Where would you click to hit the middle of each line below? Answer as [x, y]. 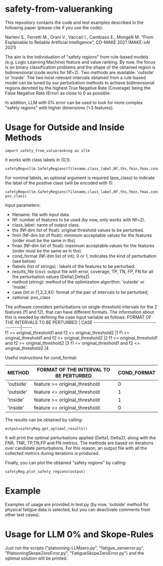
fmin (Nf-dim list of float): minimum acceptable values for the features [82, 235]
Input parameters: [23, 205]
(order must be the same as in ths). [47, 251]
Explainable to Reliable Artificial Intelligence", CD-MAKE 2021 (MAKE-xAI [78, 42]
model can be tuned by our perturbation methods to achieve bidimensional [80, 83]
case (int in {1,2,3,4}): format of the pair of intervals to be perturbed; [80, 292]
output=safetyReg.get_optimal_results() [47, 429]
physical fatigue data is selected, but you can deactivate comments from [78, 509]
